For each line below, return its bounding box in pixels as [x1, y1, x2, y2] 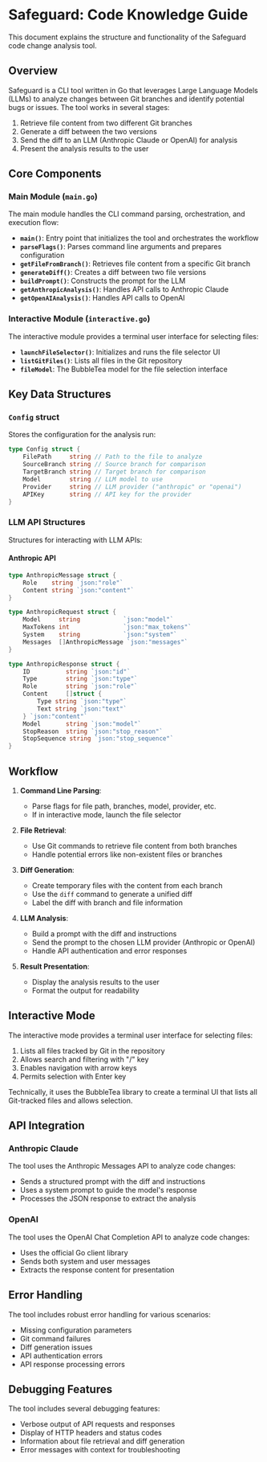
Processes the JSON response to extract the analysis [19, 1194, 196, 1203]
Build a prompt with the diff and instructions [31, 928, 177, 938]
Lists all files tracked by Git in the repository [19, 1046, 166, 1055]
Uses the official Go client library [19, 1247, 128, 1257]
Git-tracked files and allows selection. [8, 1095, 133, 1105]
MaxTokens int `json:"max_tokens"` [22, 623, 192, 632]
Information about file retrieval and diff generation [19, 1436, 185, 1446]
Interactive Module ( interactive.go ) [8, 313, 151, 325]
